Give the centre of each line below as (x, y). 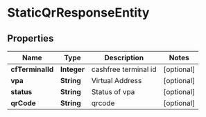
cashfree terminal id (124, 69)
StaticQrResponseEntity (78, 13)
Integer (72, 69)
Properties (31, 38)
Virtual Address (117, 81)
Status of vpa (113, 92)
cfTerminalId (32, 69)
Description (124, 58)
